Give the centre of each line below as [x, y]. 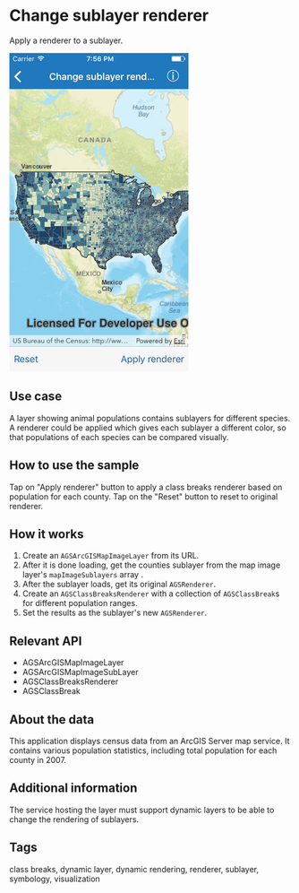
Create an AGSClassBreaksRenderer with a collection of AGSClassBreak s [151, 594]
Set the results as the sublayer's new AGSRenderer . [115, 613]
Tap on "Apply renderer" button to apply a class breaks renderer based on [146, 487]
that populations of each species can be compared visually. [119, 437]
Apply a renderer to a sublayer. [66, 40]
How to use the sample [74, 466]
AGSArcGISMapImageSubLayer [80, 672]
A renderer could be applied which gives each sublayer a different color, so [148, 428]
